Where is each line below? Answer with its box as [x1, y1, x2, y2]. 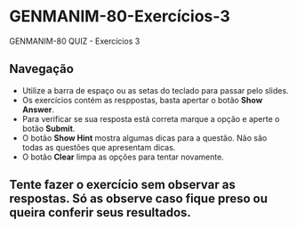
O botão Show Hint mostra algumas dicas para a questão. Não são [21, 132, 268, 143]
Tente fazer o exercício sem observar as [9, 177, 236, 192]
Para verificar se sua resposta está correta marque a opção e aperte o [21, 113, 280, 124]
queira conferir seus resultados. [9, 205, 191, 220]
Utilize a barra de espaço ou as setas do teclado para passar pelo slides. [21, 85, 289, 95]
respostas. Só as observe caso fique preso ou [9, 191, 269, 207]
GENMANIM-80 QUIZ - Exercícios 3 [9, 36, 140, 46]
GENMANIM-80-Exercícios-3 [9, 6, 231, 27]
